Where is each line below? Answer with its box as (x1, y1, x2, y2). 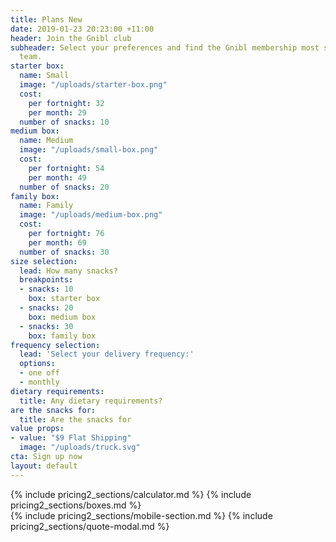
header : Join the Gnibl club (10, 33, 132, 43)
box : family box (28, 331, 97, 341)
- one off (19, 368, 60, 378)
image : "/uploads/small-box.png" (19, 145, 159, 155)
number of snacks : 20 (19, 182, 110, 192)
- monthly (19, 377, 60, 387)
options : (19, 359, 56, 369)
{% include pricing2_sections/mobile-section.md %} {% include (10, 509, 273, 521)
